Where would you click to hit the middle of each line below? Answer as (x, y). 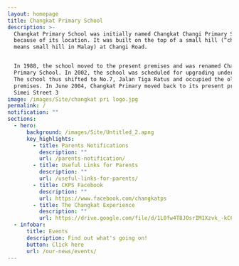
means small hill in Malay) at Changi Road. (81, 47)
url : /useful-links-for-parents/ (89, 179)
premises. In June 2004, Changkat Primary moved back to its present (119, 86)
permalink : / (27, 106)
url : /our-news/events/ (62, 251)
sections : (22, 119)
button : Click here (55, 245)
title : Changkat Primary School (55, 21)
